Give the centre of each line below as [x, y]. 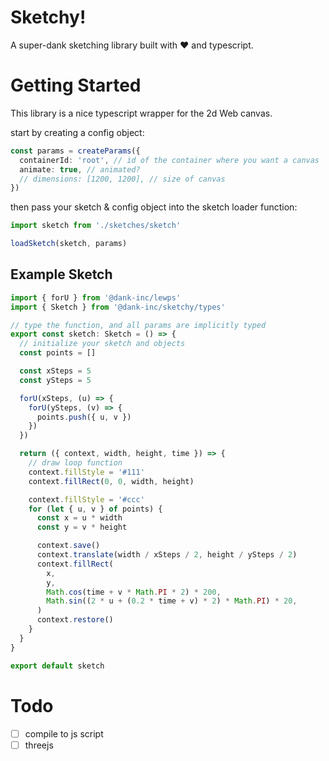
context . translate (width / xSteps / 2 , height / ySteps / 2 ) [167, 555]
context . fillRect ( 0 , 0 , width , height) [111, 481]
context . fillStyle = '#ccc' [86, 499]
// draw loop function [75, 463]
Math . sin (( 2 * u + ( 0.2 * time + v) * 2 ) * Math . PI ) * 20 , [172, 601]
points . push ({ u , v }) [84, 417]
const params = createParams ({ [75, 151]
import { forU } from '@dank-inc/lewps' [96, 297]
